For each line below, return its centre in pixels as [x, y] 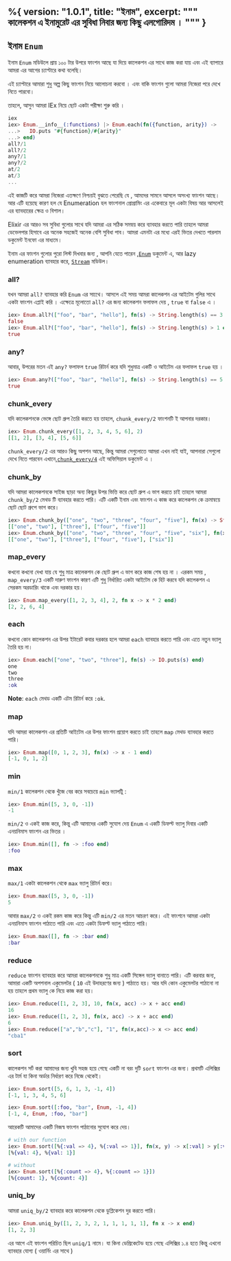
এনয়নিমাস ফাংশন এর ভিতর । [37, 831]
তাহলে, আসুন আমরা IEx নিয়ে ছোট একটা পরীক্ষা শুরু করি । [66, 106]
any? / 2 [17, 163]
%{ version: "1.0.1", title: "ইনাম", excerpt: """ [103, 12]
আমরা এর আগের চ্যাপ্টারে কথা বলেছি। [45, 70]
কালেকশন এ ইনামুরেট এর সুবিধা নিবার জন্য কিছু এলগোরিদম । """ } [107, 23]
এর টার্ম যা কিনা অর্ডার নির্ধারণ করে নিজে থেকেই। [55, 1076]
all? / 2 [17, 150]
